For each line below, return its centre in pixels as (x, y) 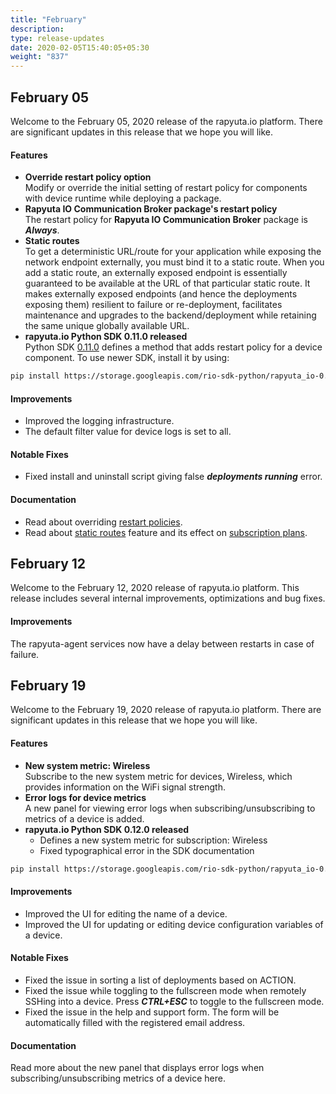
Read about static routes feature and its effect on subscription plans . (166, 532)
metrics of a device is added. (84, 818)
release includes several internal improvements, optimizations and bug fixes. (168, 598)
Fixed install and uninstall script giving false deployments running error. (173, 477)
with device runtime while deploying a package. (123, 198)
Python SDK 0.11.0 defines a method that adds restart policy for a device (173, 347)
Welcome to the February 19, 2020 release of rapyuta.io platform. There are (166, 710)
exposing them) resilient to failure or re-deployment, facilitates (153, 305)
